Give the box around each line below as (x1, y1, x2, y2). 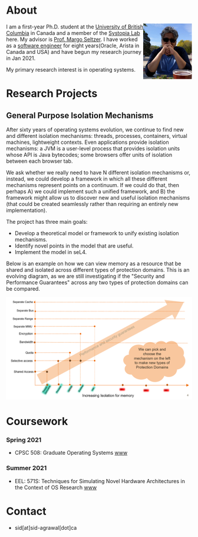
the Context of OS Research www (14, 484, 97, 491)
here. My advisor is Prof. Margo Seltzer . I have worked (6, 36, 138, 43)
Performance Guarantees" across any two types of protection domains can (6, 279, 189, 286)
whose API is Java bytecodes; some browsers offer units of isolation (6, 151, 173, 158)
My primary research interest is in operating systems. (6, 66, 136, 73)
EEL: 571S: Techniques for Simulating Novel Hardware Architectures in (14, 477, 186, 484)
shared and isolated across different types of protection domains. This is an (6, 266, 190, 273)
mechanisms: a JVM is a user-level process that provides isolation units (6, 144, 180, 152)
